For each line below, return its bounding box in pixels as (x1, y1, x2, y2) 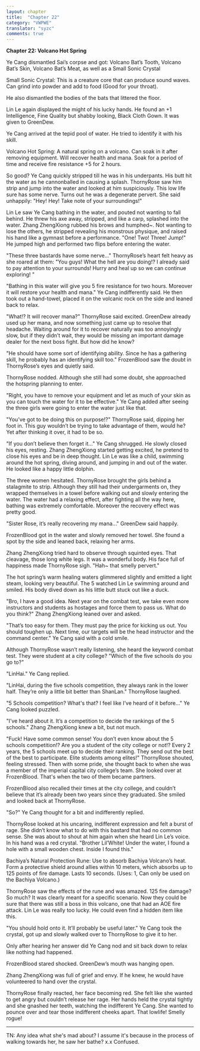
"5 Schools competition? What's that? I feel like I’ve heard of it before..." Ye (6, 699, 190, 707)
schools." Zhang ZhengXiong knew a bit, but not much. (6, 724, 141, 731)
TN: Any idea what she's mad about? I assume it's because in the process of (6, 1032, 194, 1039)
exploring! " (6, 271, 35, 278)
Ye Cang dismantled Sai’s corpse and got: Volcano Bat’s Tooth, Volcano (6, 59, 182, 66)
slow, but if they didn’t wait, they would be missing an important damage (6, 332, 184, 339)
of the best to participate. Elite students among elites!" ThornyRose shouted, (6, 754, 194, 761)
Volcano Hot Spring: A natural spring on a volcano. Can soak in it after (6, 148, 178, 155)
